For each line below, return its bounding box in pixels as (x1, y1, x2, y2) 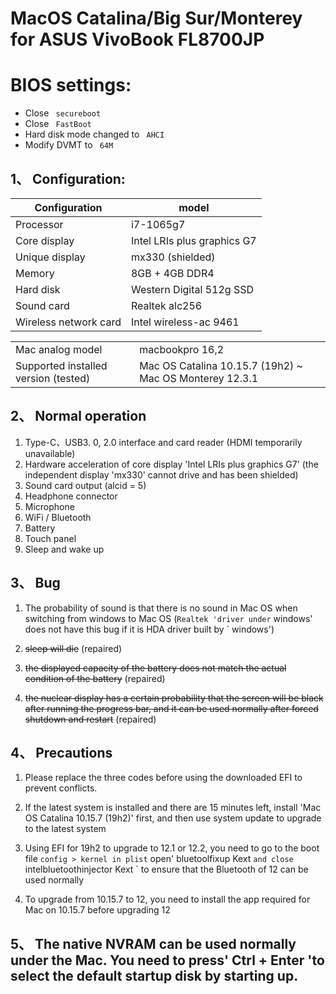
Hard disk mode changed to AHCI (24, 128, 165, 141)
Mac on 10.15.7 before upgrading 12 (24, 904, 171, 916)
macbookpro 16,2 (139, 342, 225, 356)
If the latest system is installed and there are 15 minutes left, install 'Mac (24, 802, 322, 814)
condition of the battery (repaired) (24, 672, 166, 684)
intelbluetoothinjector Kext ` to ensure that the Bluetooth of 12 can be (24, 863, 309, 876)
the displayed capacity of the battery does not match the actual (24, 662, 287, 674)
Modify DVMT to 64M (24, 139, 114, 151)
